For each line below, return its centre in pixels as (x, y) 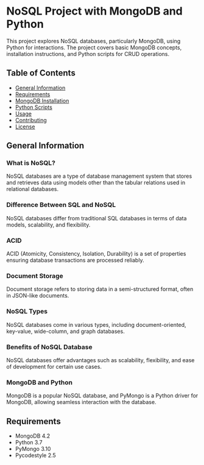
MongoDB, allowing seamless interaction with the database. (81, 402)
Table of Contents (41, 73)
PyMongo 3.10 (33, 449)
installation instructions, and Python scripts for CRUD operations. (88, 54)
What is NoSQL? (31, 163)
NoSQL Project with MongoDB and (94, 11)
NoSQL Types (27, 312)
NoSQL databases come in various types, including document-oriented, (97, 324)
